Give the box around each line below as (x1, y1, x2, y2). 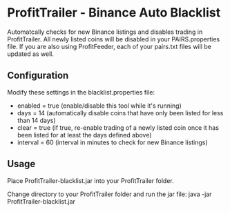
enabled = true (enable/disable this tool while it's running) (17, 102, 182, 110)
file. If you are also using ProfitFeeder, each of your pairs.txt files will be (7, 42, 212, 50)
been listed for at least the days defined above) (17, 131, 152, 139)
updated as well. (7, 50, 54, 58)
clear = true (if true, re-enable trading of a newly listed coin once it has (17, 123, 220, 132)
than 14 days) (17, 116, 56, 124)
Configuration (7, 70, 69, 81)
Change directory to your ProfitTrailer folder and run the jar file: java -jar (7, 190, 212, 198)
